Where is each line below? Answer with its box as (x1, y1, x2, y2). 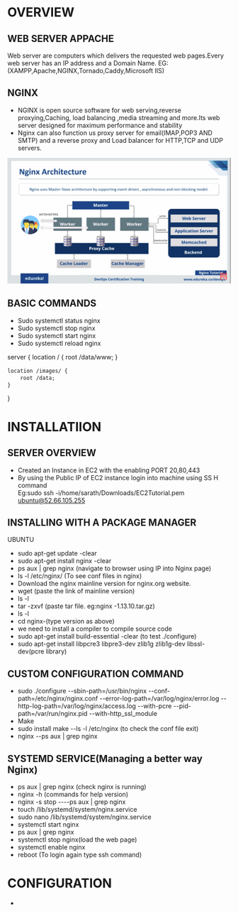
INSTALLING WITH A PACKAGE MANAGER (7, 516, 197, 529)
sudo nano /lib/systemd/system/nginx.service (17, 813, 152, 821)
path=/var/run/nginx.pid (17, 710, 88, 718)
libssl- (186, 640, 205, 648)
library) (45, 647, 67, 656)
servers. (17, 143, 42, 152)
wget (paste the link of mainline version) (17, 587, 135, 595)
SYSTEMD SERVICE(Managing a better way (7, 752, 203, 764)
